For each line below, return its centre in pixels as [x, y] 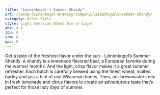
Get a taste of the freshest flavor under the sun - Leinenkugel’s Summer [78, 56]
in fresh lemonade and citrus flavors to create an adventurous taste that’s [79, 82]
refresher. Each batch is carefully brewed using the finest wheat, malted [78, 71]
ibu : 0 [12, 32]
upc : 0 [12, 42]
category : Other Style [28, 19]
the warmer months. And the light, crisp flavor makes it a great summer [77, 66]
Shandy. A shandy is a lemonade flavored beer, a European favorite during [80, 61]
